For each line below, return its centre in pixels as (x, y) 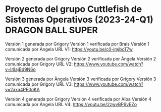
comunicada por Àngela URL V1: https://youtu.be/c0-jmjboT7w (69, 49)
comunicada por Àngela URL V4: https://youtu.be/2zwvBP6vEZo (71, 104)
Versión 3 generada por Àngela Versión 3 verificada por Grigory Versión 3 (81, 79)
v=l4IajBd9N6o (21, 69)
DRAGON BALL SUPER (52, 30)
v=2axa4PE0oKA (23, 89)
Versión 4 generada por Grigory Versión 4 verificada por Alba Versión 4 (78, 99)
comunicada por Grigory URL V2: (39, 64)
